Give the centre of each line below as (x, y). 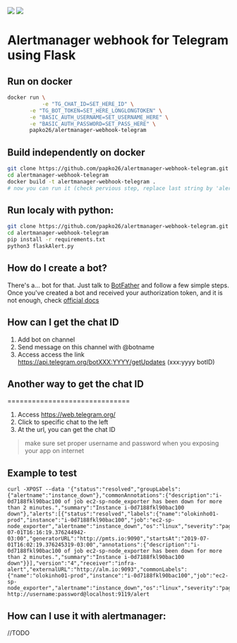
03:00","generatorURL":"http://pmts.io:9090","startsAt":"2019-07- (109, 539)
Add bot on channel (46, 339)
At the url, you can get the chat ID (66, 430)
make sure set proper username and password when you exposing (122, 443)
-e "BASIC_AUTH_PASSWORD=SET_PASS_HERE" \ (93, 124)
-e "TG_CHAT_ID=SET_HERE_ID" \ (88, 104)
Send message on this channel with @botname (86, 347)
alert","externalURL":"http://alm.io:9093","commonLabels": (98, 570)
